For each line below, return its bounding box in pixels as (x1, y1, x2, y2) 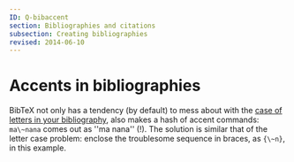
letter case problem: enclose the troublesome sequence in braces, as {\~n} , (9, 134, 285, 144)
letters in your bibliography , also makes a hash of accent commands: (9, 114, 260, 125)
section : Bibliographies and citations (9, 21, 156, 30)
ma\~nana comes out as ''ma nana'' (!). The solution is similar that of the (9, 124, 268, 135)
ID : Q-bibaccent (9, 12, 69, 22)
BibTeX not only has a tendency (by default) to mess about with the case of (9, 105, 283, 116)
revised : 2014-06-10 (9, 37, 86, 47)
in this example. (9, 143, 66, 153)
